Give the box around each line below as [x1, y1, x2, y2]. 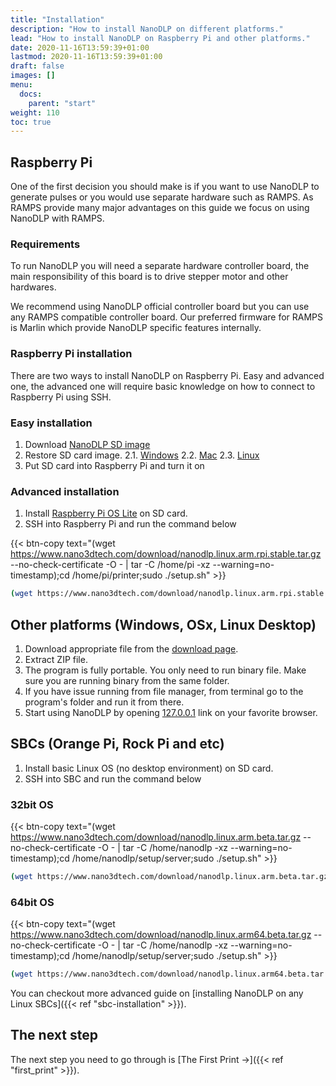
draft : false [10, 61, 65, 71]
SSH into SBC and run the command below [24, 772, 202, 785]
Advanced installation [10, 484, 120, 498]
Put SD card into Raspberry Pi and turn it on [24, 459, 205, 471]
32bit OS [10, 797, 54, 811]
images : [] [10, 71, 56, 81]
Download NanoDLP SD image [24, 438, 151, 450]
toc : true [10, 117, 52, 127]
